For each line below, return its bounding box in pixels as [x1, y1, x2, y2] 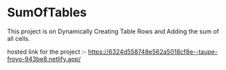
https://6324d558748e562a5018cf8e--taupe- [88, 48, 218, 56]
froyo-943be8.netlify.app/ [7, 54, 81, 63]
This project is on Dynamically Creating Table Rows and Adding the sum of [7, 27, 219, 35]
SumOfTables [7, 5, 88, 20]
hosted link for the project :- [7, 48, 87, 56]
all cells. [7, 34, 30, 42]
